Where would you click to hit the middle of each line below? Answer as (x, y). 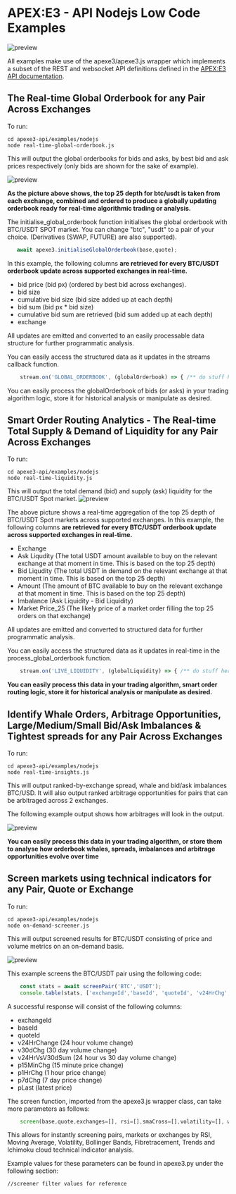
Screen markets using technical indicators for (110, 879)
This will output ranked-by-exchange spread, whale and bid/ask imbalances (117, 785)
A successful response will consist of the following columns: (95, 1007)
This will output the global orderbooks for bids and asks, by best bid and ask (118, 158)
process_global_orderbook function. (60, 658)
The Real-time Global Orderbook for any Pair (106, 98)
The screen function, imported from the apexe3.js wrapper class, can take (114, 1101)
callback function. (33, 364)
